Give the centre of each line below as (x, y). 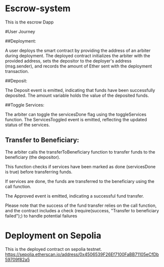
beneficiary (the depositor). (33, 157)
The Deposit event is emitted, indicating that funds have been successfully (80, 90)
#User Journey (20, 31)
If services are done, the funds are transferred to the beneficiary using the (80, 181)
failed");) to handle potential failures (41, 216)
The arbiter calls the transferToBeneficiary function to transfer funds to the (80, 152)
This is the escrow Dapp (29, 22)
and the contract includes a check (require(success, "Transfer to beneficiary (82, 210)
